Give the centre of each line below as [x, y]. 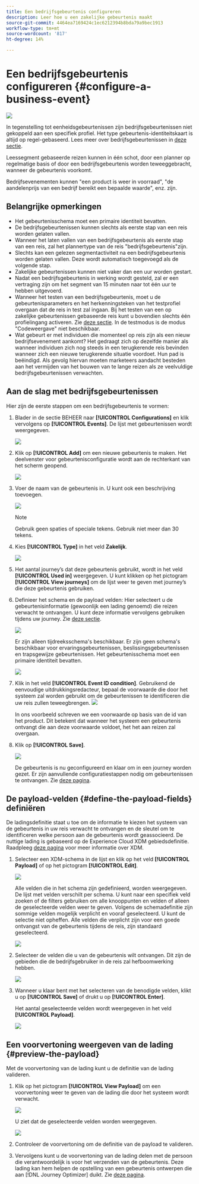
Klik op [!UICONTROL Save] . [50, 745]
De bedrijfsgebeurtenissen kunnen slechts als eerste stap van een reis [101, 227]
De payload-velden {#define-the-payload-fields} [99, 799]
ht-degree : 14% [25, 39]
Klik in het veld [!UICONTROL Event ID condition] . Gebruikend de [95, 683]
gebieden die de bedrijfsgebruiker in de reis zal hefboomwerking [94, 961]
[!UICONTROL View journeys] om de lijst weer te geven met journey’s [100, 582]
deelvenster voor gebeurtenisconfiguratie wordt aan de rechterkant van [102, 459]
